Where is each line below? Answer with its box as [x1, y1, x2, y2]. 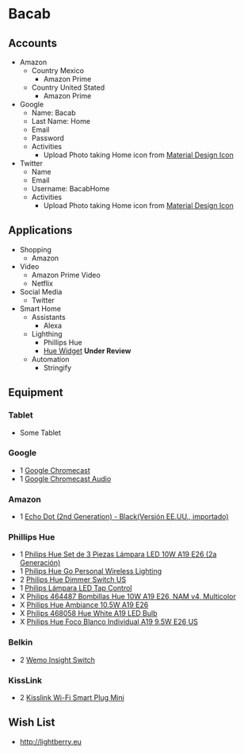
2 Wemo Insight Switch [19, 655, 95, 664]
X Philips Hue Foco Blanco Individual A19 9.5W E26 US [19, 617, 198, 627]
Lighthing [31, 329, 63, 338]
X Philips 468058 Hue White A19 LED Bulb [19, 609, 158, 618]
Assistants [31, 312, 66, 321]
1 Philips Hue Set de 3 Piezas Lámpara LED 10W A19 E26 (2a [19, 549, 217, 560]
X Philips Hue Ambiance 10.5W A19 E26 [19, 600, 149, 610]
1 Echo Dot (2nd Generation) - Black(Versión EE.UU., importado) [19, 512, 229, 521]
